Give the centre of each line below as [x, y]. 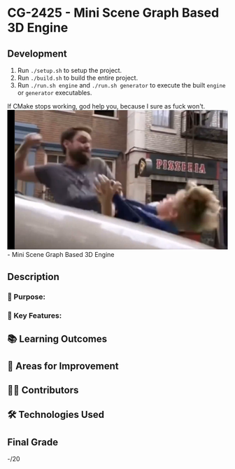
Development [37, 54]
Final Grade [33, 442]
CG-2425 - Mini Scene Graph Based [113, 13]
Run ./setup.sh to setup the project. [70, 70]
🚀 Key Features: [35, 315]
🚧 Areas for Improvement [63, 366]
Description [33, 277]
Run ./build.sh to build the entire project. [78, 78]
